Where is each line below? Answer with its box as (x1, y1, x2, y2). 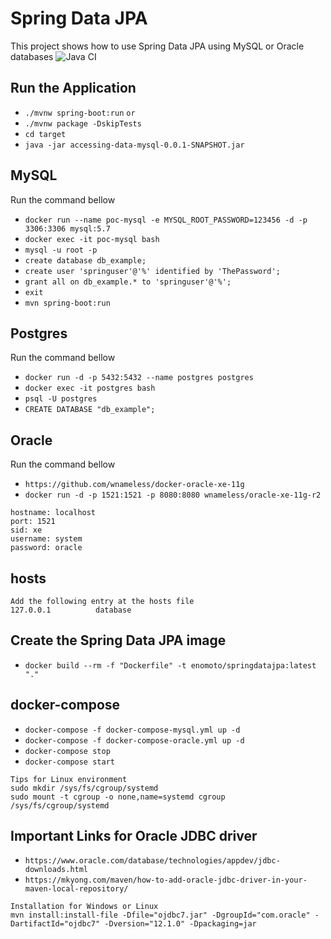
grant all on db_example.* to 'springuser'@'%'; (24, 277, 232, 287)
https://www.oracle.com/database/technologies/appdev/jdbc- (24, 856, 281, 866)
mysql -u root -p (24, 245, 98, 255)
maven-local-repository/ (24, 884, 129, 894)
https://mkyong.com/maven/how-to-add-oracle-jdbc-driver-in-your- (24, 875, 308, 886)
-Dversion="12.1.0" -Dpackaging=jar (104, 919, 257, 929)
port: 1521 (10, 517, 56, 527)
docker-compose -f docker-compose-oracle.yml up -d (24, 735, 245, 746)
